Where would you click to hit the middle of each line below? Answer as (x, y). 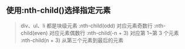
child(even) (34, 33)
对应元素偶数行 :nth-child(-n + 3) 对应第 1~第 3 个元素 (114, 33)
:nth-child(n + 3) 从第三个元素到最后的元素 (72, 40)
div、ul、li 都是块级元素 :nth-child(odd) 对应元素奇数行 (86, 26)
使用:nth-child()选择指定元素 (58, 10)
